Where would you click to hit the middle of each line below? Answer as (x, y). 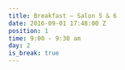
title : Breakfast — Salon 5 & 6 (62, 16)
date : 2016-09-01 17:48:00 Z (57, 23)
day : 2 (19, 46)
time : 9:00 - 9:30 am (45, 38)
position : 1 (28, 31)
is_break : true (34, 53)
